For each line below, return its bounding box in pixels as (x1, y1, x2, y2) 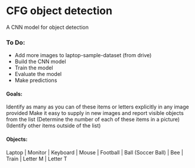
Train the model (14, 64, 53, 71)
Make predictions (14, 77, 57, 84)
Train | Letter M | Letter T (6, 155, 67, 162)
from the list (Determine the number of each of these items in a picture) (6, 116, 180, 123)
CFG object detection (6, 4, 113, 18)
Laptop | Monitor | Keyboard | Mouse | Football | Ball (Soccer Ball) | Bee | (6, 149, 183, 156)
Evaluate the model (14, 71, 62, 78)
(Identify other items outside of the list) (6, 122, 101, 129)
